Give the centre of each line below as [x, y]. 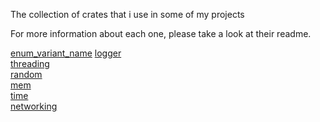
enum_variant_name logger [66, 53]
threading [30, 63]
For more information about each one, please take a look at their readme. [161, 33]
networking [34, 106]
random [26, 74]
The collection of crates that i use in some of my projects [127, 14]
